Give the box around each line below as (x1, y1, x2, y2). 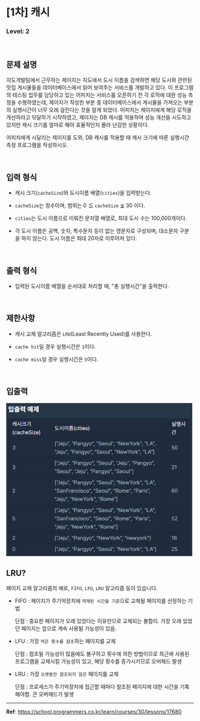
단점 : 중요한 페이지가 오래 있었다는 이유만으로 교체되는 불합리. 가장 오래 (14, 618, 182, 625)
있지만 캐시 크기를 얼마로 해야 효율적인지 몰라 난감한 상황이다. (6, 121, 149, 128)
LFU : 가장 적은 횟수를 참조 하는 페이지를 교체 (14, 637, 116, 645)
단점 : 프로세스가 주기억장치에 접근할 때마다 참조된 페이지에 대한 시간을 (14, 683, 179, 691)
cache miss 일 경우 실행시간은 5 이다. (14, 355, 99, 363)
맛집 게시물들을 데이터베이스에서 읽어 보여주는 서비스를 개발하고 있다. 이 (6, 84, 173, 91)
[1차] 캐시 (6, 5, 51, 19)
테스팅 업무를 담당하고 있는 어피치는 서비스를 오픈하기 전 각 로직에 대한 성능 (12, 91, 187, 99)
